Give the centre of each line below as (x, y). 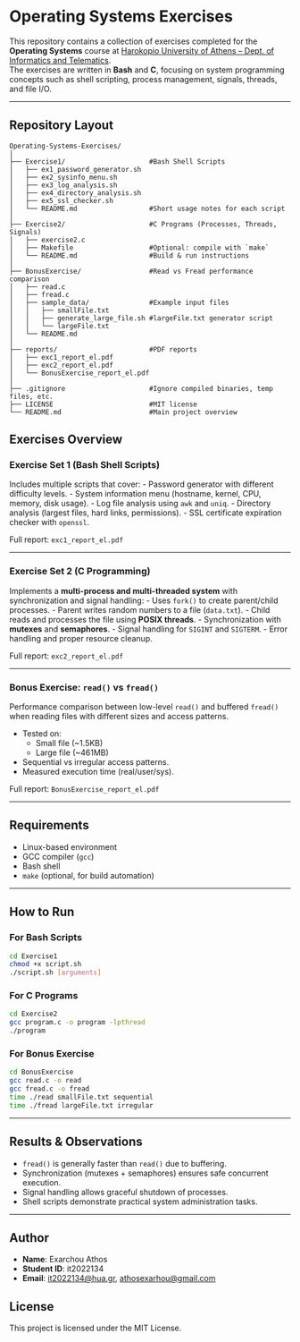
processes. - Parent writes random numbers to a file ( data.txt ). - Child (140, 609)
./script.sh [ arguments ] (55, 973)
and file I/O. (30, 89)
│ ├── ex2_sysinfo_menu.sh (63, 177)
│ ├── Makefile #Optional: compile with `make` (139, 248)
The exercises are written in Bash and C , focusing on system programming (147, 70)
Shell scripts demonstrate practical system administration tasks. (140, 1202)
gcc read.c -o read (46, 1081)
